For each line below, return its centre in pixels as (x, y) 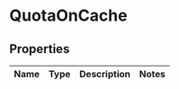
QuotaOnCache (68, 16)
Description (105, 74)
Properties (40, 49)
